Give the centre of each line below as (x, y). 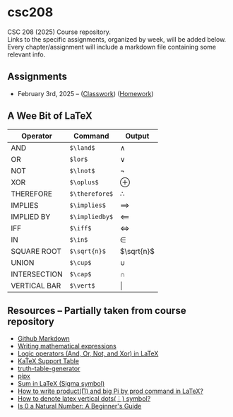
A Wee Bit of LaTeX (50, 116)
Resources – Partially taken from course (97, 311)
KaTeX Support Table (48, 361)
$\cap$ (80, 274)
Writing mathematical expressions (67, 346)
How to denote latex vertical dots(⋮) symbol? (84, 399)
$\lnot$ (82, 171)
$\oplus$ (84, 182)
